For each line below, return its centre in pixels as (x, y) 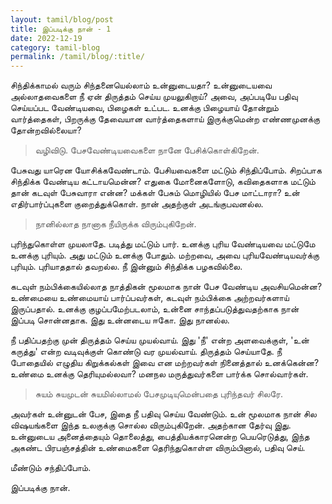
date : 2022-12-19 (46, 38)
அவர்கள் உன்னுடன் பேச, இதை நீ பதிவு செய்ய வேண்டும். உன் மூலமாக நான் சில (163, 414)
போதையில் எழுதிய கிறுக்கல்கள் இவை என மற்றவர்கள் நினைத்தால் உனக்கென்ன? (165, 363)
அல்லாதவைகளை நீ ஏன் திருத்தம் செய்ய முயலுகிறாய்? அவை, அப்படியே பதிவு (154, 97)
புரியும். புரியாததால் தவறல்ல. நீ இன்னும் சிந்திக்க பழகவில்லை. (126, 267)
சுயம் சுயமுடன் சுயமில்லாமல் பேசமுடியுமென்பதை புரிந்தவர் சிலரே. (159, 394)
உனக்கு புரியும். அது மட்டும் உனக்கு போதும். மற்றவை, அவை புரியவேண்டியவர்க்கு (165, 255)
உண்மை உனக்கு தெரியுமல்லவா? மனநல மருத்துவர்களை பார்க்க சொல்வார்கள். (159, 374)
